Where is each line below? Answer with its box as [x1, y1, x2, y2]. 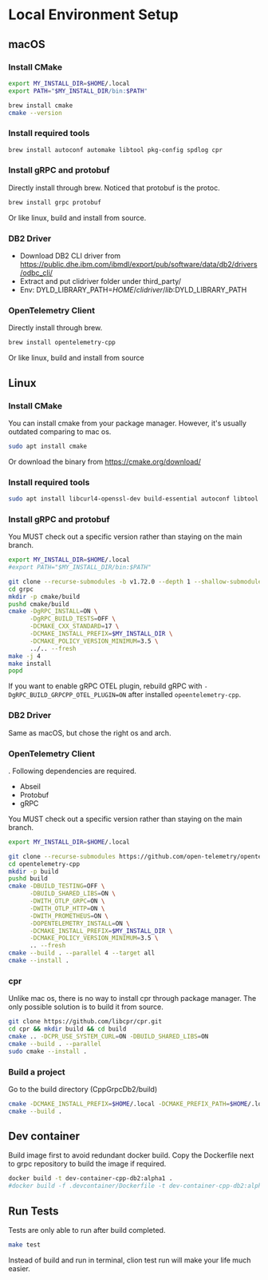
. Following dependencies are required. [8, 766, 137, 776]
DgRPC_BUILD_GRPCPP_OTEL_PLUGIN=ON [8, 692, 127, 700]
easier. [8, 1263, 30, 1273]
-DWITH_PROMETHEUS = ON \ [29, 911, 109, 920]
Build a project [8, 1066, 65, 1077]
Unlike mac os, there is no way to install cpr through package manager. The [8, 994, 257, 1003]
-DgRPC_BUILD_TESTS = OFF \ [29, 615, 116, 623]
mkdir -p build [8, 867, 59, 875]
